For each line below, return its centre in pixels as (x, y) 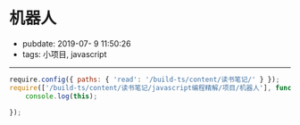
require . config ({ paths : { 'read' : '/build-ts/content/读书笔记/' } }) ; (145, 79)
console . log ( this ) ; (62, 96)
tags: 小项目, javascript (64, 54)
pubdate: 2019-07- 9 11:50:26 (76, 43)
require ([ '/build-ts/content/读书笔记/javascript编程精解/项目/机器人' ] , (141, 87)
